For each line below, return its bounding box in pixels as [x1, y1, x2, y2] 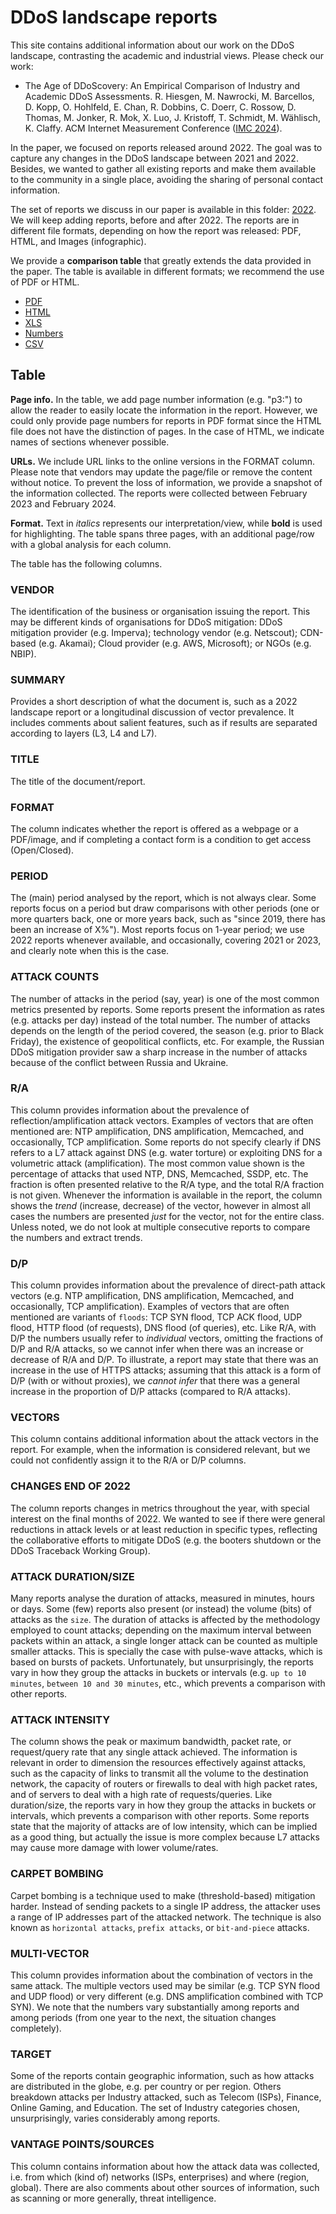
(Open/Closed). [10, 844, 75, 856]
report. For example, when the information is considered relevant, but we [10, 1444, 311, 1456]
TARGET [10, 2047, 52, 2061]
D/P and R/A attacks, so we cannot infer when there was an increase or [10, 1343, 304, 1355]
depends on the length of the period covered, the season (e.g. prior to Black [10, 1024, 324, 1036]
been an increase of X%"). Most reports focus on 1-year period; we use [10, 924, 305, 936]
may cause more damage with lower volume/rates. [10, 1842, 219, 1854]
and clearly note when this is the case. [10, 945, 170, 957]
